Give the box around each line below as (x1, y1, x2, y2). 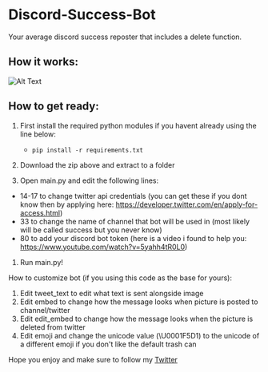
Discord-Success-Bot (8, 6, 156, 24)
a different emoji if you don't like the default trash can (19, 339, 198, 349)
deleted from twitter (19, 322, 86, 332)
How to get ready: (8, 100, 99, 113)
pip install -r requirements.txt (31, 146, 144, 154)
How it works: (8, 55, 78, 69)
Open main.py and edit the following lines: (19, 176, 158, 185)
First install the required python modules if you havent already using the (19, 121, 258, 130)
